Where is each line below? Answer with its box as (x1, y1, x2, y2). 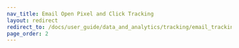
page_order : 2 (6, 30, 49, 37)
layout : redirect (6, 17, 59, 24)
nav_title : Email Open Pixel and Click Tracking (6, 10, 154, 18)
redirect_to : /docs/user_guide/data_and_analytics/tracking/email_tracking (6, 23, 237, 30)
